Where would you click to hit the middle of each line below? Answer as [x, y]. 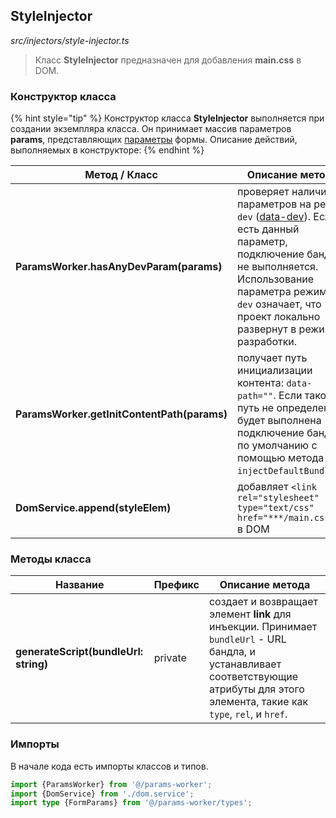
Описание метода [265, 585]
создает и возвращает [263, 602]
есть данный [268, 229]
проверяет [263, 192]
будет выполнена [279, 421]
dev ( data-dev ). [274, 217]
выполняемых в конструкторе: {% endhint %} [107, 150]
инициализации [275, 371]
